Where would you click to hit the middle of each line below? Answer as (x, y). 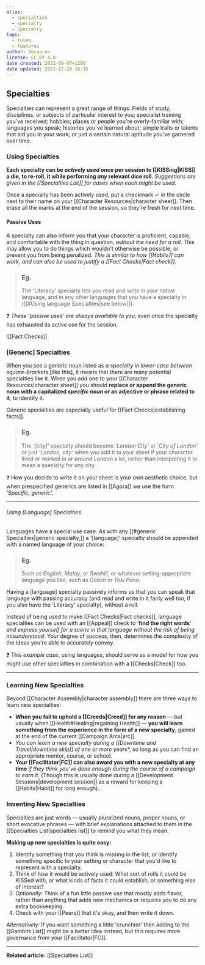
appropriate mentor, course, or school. (63, 756)
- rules (22, 40)
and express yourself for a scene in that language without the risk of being (101, 630)
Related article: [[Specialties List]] (50, 955)
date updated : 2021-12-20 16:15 (47, 69)
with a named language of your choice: (56, 544)
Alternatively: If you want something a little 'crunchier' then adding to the (98, 925)
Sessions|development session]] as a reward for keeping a (89, 782)
